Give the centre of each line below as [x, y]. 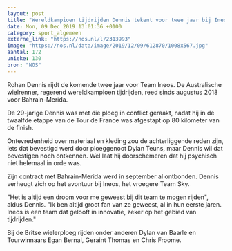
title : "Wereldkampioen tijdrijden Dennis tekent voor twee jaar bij [109, 20]
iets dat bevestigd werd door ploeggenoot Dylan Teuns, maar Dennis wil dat [115, 148]
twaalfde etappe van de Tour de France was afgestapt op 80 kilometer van [113, 120]
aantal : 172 [24, 53]
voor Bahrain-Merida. [38, 99]
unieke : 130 [24, 59]
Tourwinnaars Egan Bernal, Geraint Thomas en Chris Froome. [94, 240]
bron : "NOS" [24, 65]
